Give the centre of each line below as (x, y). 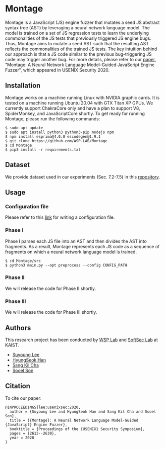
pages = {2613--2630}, (33, 433)
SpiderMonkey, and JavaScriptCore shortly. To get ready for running (75, 113)
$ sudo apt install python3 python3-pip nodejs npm (59, 132)
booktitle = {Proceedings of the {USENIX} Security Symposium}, (77, 429)
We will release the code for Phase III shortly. (51, 312)
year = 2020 (22, 438)
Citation (18, 386)
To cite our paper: (23, 398)
